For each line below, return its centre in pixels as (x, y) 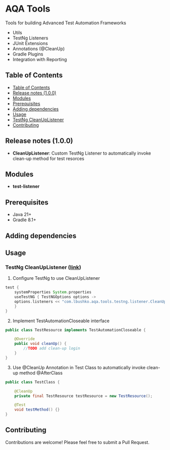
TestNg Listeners (30, 38)
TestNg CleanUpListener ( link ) (43, 267)
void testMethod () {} (37, 410)
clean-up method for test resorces (48, 158)
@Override (25, 339)
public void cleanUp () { (40, 344)
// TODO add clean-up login (52, 348)
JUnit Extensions (30, 43)
